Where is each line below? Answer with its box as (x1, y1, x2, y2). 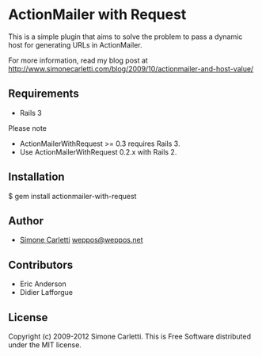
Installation (8, 170, 65, 184)
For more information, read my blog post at (8, 56, 148, 65)
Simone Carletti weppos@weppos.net (19, 235, 143, 245)
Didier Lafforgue (19, 288, 74, 297)
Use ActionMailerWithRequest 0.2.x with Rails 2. (19, 147, 177, 156)
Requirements (8, 87, 79, 101)
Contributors (8, 258, 74, 271)
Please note (8, 123, 47, 132)
